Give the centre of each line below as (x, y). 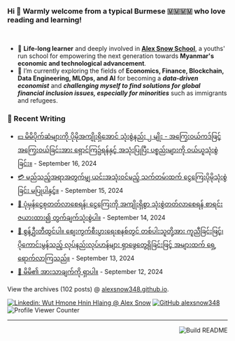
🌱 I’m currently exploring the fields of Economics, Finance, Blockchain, (121, 71)
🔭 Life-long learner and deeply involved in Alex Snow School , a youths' (121, 49)
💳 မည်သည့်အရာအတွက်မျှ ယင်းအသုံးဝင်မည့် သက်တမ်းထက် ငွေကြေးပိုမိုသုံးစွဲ (122, 177)
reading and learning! (44, 20)
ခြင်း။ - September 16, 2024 (57, 163)
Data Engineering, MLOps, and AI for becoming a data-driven (108, 78)
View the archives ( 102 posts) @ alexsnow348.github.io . (88, 289)
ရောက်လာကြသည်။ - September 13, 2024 (76, 258)
